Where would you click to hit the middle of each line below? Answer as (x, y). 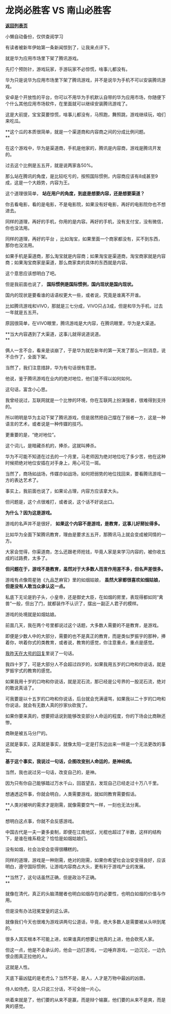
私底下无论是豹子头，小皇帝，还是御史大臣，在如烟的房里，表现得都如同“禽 (84, 597)
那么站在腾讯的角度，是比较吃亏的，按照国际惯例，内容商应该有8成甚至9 (82, 176)
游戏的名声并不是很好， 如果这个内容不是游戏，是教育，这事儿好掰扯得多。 (84, 523)
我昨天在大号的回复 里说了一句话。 (41, 653)
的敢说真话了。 (21, 688)
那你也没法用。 (21, 245)
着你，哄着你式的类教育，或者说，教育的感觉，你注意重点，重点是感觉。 (81, 642)
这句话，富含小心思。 (27, 389)
